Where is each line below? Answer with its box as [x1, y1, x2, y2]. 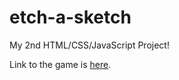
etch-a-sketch [9, 6, 132, 29]
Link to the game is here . [9, 58, 112, 70]
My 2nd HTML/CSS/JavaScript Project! [9, 39, 170, 51]
